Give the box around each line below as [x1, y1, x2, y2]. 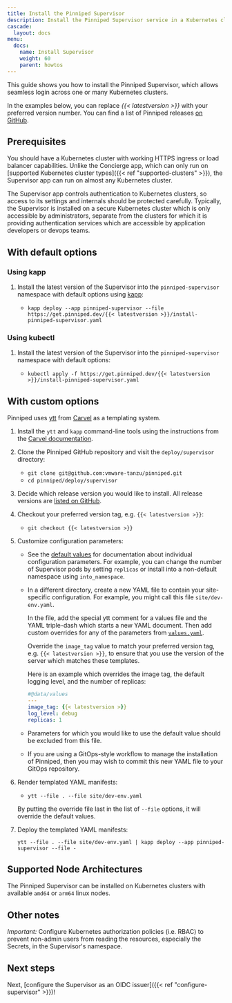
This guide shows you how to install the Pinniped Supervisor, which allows [7, 80, 219, 88]
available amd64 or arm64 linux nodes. [7, 889, 110, 897]
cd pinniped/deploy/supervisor [27, 478, 118, 485]
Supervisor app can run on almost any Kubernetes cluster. [7, 176, 173, 185]
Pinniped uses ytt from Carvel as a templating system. [7, 414, 161, 422]
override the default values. [17, 812, 96, 820]
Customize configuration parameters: [17, 537, 124, 545]
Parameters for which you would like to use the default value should [27, 729, 221, 737]
